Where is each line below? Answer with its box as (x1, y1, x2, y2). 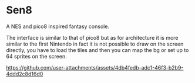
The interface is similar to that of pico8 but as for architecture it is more (6, 34, 179, 41)
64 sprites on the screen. (6, 53, 67, 60)
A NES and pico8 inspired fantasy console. (6, 23, 110, 30)
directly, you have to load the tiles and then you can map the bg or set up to (6, 46, 189, 53)
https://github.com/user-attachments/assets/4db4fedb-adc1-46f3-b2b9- (6, 64, 184, 71)
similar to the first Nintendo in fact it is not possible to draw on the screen (6, 40, 184, 47)
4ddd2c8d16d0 (6, 70, 43, 77)
